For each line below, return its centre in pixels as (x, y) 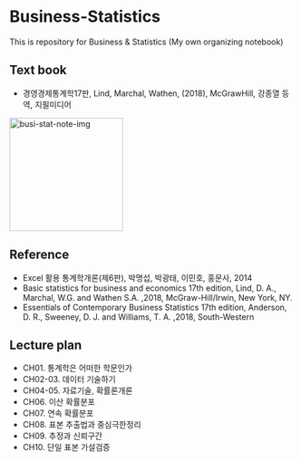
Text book (38, 70)
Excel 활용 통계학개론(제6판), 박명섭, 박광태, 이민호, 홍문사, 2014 (137, 277)
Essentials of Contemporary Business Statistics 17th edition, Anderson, (155, 307)
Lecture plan (46, 345)
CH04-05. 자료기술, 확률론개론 (78, 390)
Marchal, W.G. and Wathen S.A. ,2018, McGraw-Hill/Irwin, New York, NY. (157, 297)
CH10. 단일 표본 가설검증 (66, 447)
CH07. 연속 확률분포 (58, 413)
